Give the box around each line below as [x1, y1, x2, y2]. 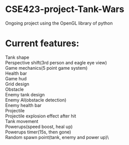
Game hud [5, 75, 27, 81]
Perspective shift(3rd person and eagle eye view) [5, 59, 107, 66]
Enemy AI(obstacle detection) [5, 97, 67, 103]
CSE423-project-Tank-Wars [5, 4, 124, 15]
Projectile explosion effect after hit [5, 113, 76, 119]
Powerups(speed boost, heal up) [5, 123, 73, 129]
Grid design [5, 81, 30, 87]
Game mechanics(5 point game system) [5, 65, 88, 71]
